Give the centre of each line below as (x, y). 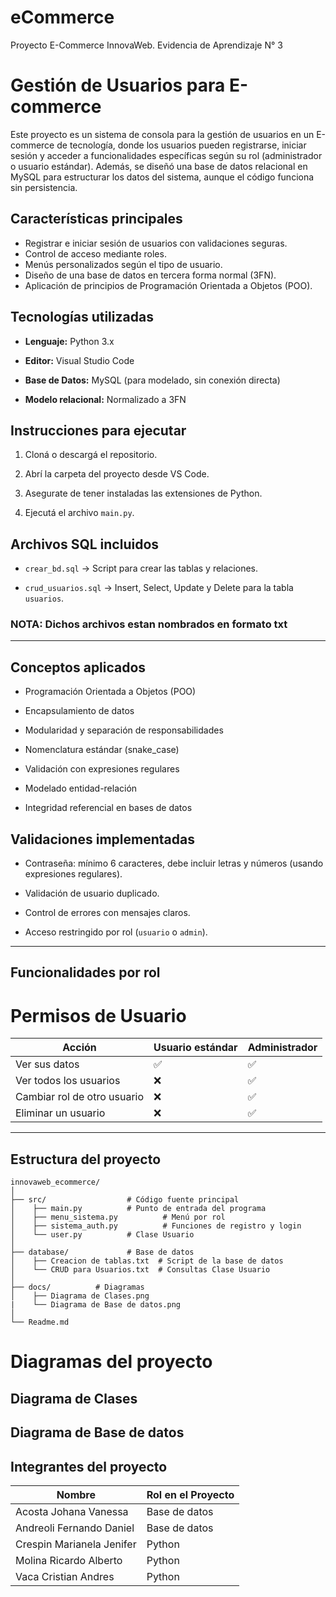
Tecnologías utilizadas (82, 317)
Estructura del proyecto (86, 1159)
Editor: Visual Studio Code (79, 360)
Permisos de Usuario (98, 1015)
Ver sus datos (47, 1064)
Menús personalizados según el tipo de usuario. (123, 264)
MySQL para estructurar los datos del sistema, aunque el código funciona (162, 177)
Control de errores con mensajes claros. (107, 913)
